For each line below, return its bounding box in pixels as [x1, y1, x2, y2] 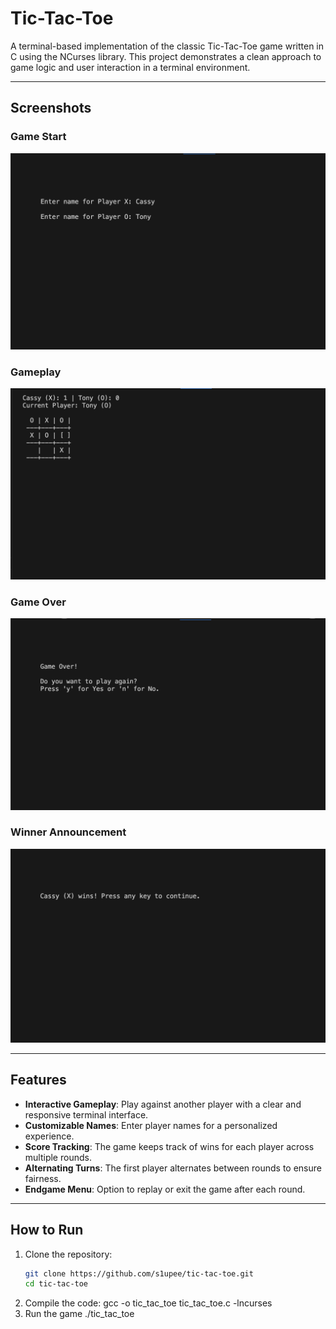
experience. [24, 1130, 75, 1142]
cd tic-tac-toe [24, 1279, 89, 1289]
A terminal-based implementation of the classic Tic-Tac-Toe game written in [10, 40, 324, 52]
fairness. [24, 1172, 62, 1184]
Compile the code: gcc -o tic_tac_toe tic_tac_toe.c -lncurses [24, 1297, 273, 1309]
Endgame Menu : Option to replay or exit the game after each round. [24, 1183, 306, 1195]
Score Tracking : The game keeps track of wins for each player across [24, 1140, 315, 1152]
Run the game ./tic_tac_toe [24, 1308, 135, 1320]
